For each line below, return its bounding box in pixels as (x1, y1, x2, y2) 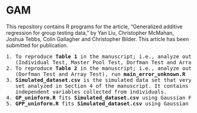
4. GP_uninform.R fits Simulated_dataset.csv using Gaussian (6, 94, 186, 101)
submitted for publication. (6, 42, 69, 49)
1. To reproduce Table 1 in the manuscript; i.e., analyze (6, 53, 180, 59)
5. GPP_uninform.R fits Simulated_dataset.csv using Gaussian (6, 100, 189, 107)
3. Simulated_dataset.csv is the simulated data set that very (6, 77, 192, 83)
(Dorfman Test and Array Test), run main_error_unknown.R (15, 71, 186, 77)
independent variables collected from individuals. (15, 88, 167, 95)
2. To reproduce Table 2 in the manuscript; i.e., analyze (6, 65, 180, 71)
